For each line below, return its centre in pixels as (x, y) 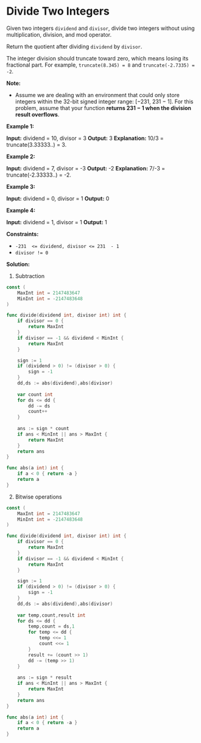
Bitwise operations (38, 497)
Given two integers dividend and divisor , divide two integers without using (100, 28)
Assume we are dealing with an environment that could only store (97, 95)
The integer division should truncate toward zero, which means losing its (97, 58)
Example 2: (21, 156)
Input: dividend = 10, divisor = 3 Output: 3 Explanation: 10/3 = (85, 138)
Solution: (18, 264)
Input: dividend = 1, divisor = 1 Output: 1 (57, 222)
